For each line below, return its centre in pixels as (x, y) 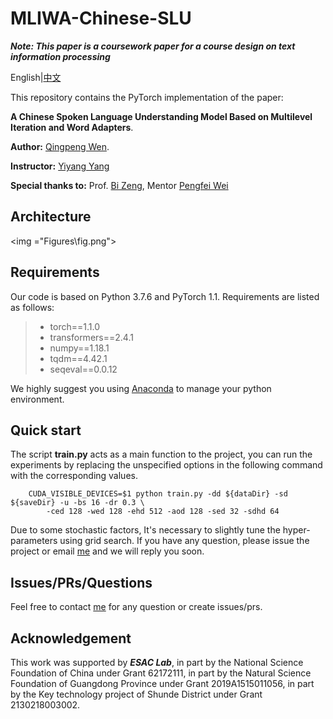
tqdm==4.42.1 (78, 358)
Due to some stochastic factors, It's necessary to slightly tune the (145, 530)
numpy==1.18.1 (79, 348)
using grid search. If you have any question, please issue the (184, 541)
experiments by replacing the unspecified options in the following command (166, 465)
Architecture (51, 217)
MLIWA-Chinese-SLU (101, 18)
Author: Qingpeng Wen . (60, 146)
